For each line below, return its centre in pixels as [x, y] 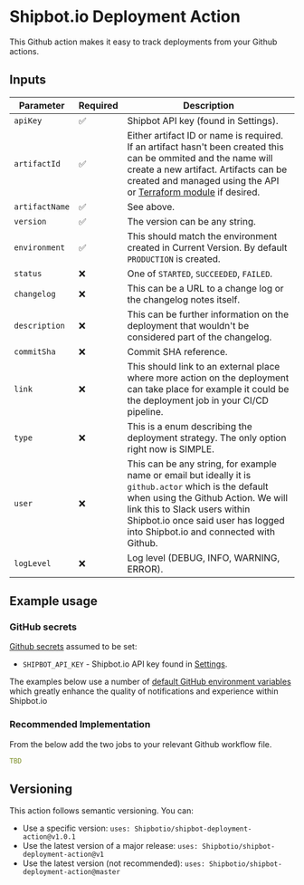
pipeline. [145, 411]
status [28, 273]
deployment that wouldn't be [188, 325]
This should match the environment [202, 236]
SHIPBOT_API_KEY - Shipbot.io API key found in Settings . [125, 664]
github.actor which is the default [198, 486]
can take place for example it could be [208, 389]
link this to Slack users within [189, 509]
